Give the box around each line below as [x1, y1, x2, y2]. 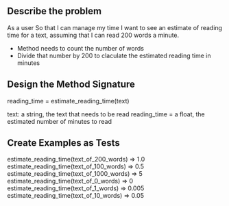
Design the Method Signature [7, 79, 136, 90]
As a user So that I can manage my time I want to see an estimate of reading [7, 23, 223, 31]
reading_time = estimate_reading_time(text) [7, 96, 130, 105]
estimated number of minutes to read [7, 117, 112, 125]
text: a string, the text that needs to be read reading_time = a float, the [7, 110, 205, 118]
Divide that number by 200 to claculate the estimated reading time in [16, 51, 211, 60]
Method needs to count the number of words [16, 44, 144, 52]
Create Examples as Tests [7, 137, 120, 149]
